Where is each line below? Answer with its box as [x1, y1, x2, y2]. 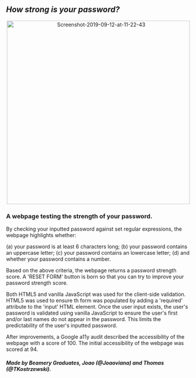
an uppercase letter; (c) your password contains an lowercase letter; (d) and [6, 249, 190, 256]
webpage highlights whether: [6, 232, 77, 239]
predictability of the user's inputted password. [6, 322, 118, 329]
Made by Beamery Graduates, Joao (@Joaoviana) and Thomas [6, 359, 164, 366]
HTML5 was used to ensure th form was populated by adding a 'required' [6, 297, 183, 304]
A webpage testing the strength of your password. [6, 212, 153, 220]
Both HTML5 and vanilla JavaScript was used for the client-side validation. [6, 291, 186, 298]
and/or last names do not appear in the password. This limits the [6, 316, 161, 323]
